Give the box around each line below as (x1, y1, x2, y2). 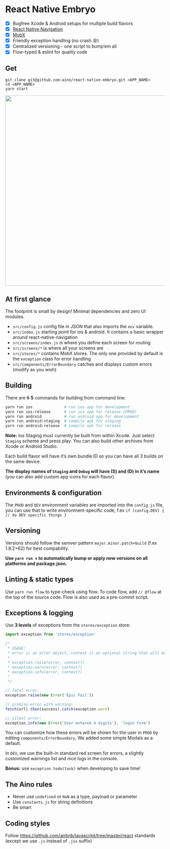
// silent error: (5, 716, 42, 721)
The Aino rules (5, 780, 53, 789)
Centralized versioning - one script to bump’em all (12, 43, 117, 49)
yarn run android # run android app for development (5, 414, 139, 419)
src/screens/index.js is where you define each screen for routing (12, 339, 151, 345)
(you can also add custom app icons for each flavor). (5, 474, 115, 480)
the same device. (5, 458, 41, 465)
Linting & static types (5, 575, 74, 584)
